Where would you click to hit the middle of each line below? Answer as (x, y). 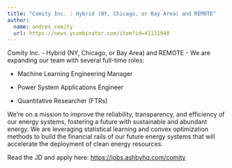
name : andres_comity (43, 26)
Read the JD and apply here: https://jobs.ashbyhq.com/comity (96, 158)
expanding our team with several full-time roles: (76, 61)
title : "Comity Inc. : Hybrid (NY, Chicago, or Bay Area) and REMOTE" (112, 14)
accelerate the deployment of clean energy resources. (85, 144)
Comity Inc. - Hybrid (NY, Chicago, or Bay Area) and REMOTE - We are (109, 53)
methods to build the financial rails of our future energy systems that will (111, 137)
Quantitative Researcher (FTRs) (62, 101)
